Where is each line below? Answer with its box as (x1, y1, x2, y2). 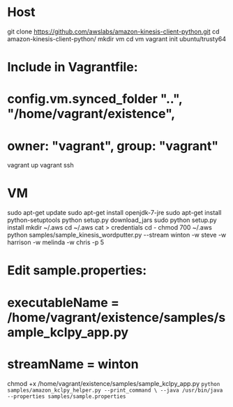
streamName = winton (7, 356, 139, 372)
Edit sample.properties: (7, 262, 147, 279)
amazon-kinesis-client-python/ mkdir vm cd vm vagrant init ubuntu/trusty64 (7, 34, 227, 43)
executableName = (7, 295, 120, 311)
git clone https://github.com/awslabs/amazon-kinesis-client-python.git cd (7, 27, 220, 36)
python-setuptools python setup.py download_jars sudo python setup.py (7, 216, 218, 224)
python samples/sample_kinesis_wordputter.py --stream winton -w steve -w (7, 231, 227, 239)
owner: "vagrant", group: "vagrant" (7, 138, 218, 154)
